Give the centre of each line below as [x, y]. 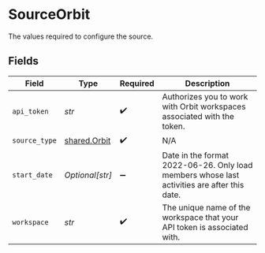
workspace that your [200, 217]
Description [207, 83]
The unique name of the [206, 207]
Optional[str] [88, 175]
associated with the [198, 116]
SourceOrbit [49, 15]
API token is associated [205, 227]
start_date [32, 175]
